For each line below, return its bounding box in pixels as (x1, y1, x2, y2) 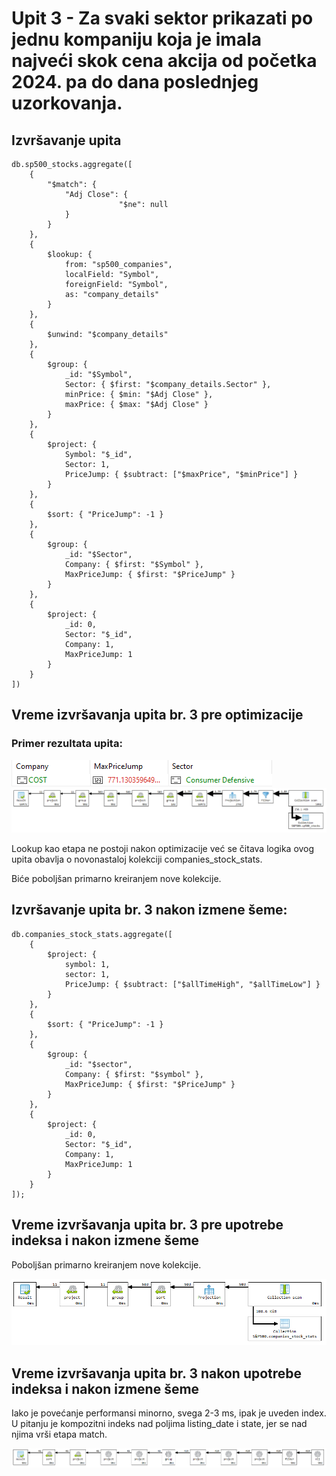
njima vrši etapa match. (11, 1428, 108, 1441)
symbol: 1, (64, 959, 111, 969)
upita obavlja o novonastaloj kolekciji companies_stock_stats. (11, 853, 263, 866)
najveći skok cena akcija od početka (11, 50, 318, 72)
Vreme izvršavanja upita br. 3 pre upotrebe (11, 1217, 284, 1234)
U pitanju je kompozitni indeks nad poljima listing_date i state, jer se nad (11, 1418, 308, 1430)
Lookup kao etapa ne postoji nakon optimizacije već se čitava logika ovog (11, 843, 315, 855)
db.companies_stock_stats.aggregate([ (11, 929, 173, 939)
